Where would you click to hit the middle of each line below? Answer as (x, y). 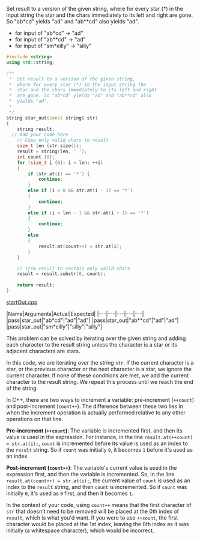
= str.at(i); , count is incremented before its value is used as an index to (97, 443)
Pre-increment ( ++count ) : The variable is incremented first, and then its (94, 430)
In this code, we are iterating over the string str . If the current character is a (100, 362)
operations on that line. (35, 419)
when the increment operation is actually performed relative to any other (96, 412)
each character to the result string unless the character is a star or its (92, 344)
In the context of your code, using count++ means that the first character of (99, 505)
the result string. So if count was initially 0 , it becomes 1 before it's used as (100, 449)
